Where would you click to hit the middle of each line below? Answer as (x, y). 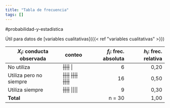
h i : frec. (153, 51)
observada (33, 59)
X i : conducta (33, 51)
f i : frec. (116, 51)
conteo (74, 55)
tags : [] (14, 15)
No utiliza (19, 67)
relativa (153, 59)
